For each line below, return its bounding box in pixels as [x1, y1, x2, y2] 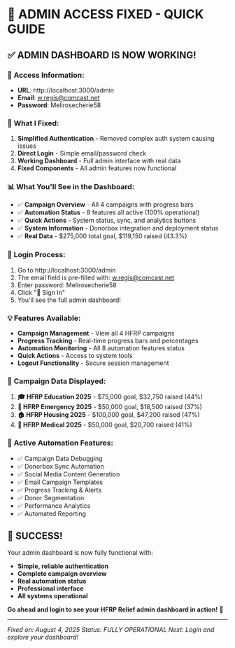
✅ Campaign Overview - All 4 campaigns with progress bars [17, 200, 194, 209]
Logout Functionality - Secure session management [17, 359, 169, 367]
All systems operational [17, 592, 89, 600]
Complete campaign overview [17, 570, 107, 578]
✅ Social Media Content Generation [17, 469, 120, 478]
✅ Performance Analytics [17, 501, 91, 510]
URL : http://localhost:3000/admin [17, 85, 114, 94]
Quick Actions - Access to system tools [17, 352, 133, 360]
